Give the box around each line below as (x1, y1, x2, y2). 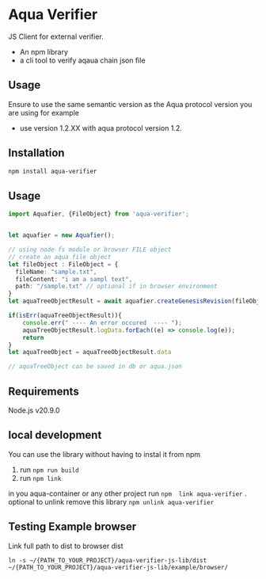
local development (8, 429, 102, 442)
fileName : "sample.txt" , (15, 268, 97, 276)
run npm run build (19, 465, 79, 474)
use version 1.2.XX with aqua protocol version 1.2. (19, 123, 182, 132)
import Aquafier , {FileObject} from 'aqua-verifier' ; (8, 210, 190, 219)
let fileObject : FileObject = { (8, 260, 119, 269)
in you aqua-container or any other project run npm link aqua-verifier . (8, 489, 247, 498)
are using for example (8, 108, 79, 117)
